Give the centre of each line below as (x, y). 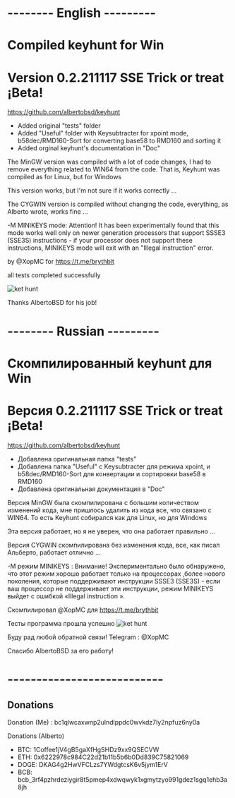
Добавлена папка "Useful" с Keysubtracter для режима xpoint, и (114, 466)
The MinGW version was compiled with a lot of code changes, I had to (109, 162)
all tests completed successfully (54, 275)
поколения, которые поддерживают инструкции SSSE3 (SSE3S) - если (114, 581)
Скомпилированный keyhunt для (110, 363)
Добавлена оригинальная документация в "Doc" (91, 489)
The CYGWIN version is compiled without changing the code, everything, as (118, 204)
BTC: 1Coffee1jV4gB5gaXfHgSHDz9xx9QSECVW (88, 749)
